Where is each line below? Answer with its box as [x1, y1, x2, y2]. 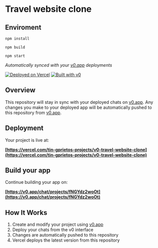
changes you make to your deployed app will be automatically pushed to [5, 104, 152, 110]
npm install [5, 36, 30, 41]
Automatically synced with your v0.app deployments [5, 62, 112, 68]
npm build [5, 45, 26, 50]
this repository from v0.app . [5, 110, 62, 116]
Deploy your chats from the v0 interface [12, 227, 94, 233]
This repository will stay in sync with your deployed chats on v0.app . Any [5, 99, 154, 105]
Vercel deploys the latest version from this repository [12, 237, 120, 243]
